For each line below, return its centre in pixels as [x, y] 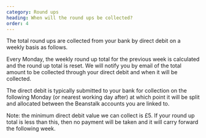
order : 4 [17, 23]
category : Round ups [33, 12]
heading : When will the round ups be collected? [70, 18]
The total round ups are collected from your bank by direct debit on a [93, 41]
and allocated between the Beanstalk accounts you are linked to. [88, 104]
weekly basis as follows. [37, 47]
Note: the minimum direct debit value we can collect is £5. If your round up [101, 116]
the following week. [31, 129]
